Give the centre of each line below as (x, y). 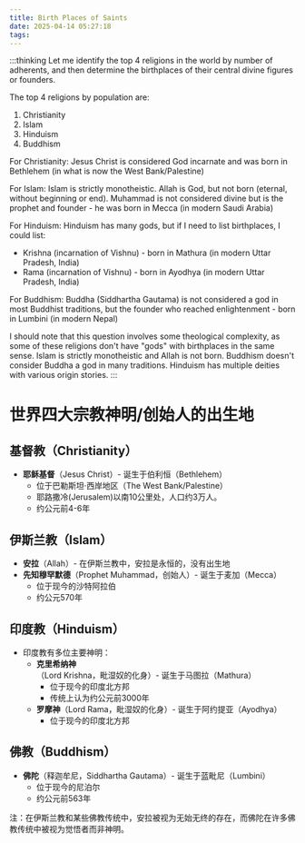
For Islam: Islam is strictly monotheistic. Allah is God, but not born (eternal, (148, 189)
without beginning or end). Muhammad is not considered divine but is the (147, 198)
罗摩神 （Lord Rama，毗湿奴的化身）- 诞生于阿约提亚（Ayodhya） (159, 709)
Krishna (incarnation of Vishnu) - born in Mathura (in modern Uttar (147, 253)
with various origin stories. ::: (64, 375)
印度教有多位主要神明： (66, 652)
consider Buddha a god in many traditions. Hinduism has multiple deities (144, 365)
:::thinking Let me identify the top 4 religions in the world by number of (142, 61)
